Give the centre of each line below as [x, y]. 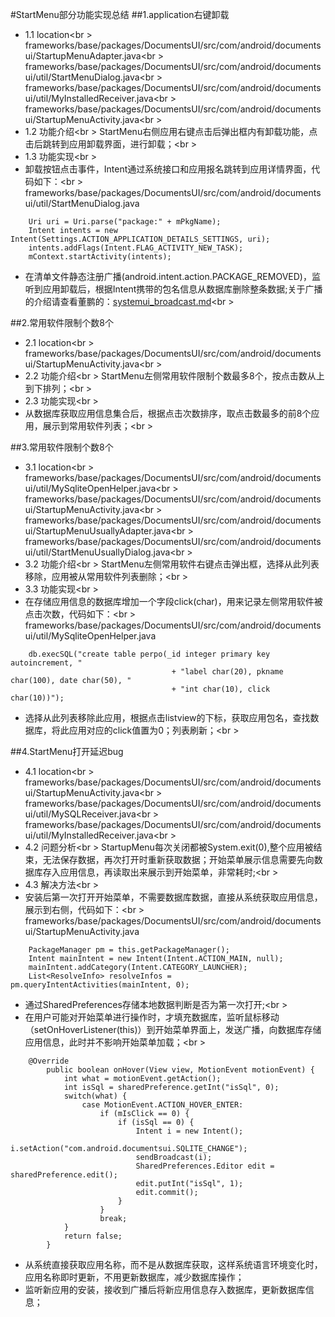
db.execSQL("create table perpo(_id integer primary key [149, 654]
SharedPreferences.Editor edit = [205, 1166]
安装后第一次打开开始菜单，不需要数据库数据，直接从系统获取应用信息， [173, 897]
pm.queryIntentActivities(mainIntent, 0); [100, 985]
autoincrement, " [46, 663]
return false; [93, 1236]
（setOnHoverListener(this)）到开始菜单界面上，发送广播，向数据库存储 [173, 1029]
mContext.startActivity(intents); [100, 257]
